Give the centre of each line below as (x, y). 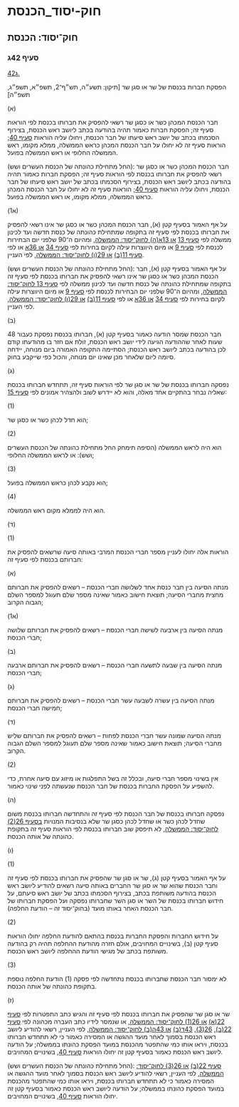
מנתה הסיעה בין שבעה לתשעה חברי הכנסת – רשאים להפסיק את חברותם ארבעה (115, 665)
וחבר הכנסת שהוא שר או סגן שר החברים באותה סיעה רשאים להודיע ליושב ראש (113, 885)
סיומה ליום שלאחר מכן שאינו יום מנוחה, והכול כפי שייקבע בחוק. (91, 357)
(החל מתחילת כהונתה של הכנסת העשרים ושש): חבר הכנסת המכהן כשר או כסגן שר (118, 166)
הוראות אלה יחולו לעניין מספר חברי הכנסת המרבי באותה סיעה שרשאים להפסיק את (118, 552)
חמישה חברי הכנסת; (35, 708)
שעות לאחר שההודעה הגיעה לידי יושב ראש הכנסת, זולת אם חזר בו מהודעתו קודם (115, 341)
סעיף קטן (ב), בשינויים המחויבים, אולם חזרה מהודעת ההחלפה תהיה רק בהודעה (113, 943)
